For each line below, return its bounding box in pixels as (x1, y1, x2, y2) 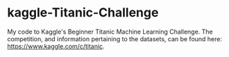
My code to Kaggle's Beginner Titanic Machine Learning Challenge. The (7, 27, 213, 36)
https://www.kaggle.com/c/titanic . (7, 42, 105, 50)
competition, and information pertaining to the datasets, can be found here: (7, 34, 223, 43)
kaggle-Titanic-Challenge (7, 5, 159, 21)
